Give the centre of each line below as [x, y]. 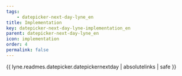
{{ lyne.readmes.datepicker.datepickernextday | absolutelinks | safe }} [91, 67]
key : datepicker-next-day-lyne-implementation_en [69, 28]
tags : [13, 11]
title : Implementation [34, 22]
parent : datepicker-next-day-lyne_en [53, 34]
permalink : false [27, 50]
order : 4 [17, 45]
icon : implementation [33, 39]
